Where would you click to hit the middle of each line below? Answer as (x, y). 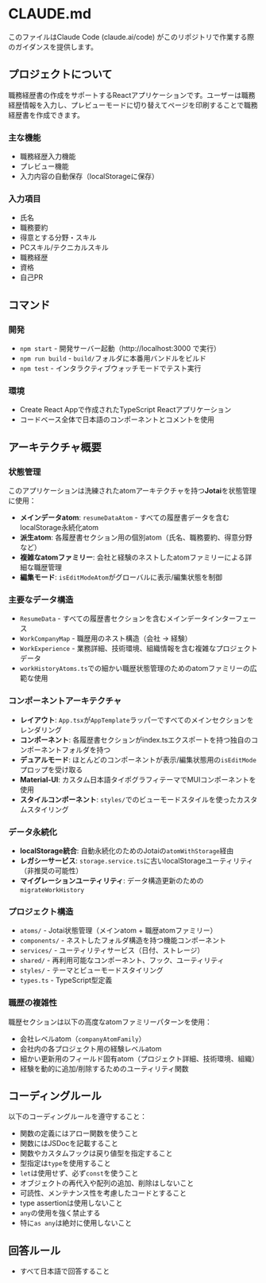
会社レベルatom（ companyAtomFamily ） (83, 1039)
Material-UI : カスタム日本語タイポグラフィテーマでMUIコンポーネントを (138, 779)
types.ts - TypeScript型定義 (66, 981)
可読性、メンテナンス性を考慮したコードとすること (103, 1193)
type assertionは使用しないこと (71, 1203)
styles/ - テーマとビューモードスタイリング (92, 970)
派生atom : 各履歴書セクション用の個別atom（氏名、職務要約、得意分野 (136, 537)
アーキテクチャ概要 (55, 447)
